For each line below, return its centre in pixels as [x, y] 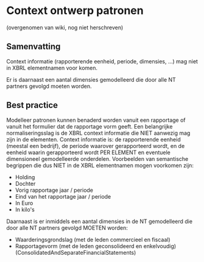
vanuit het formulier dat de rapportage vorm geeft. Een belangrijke [90, 126]
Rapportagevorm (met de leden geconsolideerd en [79, 246]
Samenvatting [33, 47]
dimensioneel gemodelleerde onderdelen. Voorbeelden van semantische [97, 158]
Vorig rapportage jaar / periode [54, 190]
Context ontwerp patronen [75, 11]
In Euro [24, 203]
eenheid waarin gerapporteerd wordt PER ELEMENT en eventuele [88, 152]
